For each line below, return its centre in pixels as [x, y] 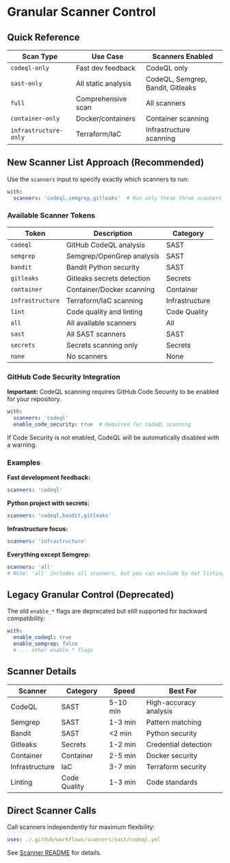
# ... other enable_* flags [53, 650]
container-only [35, 118]
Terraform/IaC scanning [105, 300]
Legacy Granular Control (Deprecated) [91, 595]
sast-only [26, 83]
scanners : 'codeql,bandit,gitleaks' [59, 515]
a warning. [22, 445]
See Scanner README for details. [54, 853]
